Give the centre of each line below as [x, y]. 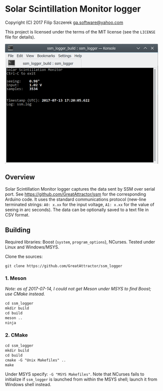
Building [18, 230]
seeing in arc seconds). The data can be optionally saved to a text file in [77, 210]
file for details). [20, 37]
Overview [20, 177]
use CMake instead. [25, 294]
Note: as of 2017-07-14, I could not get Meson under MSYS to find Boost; [78, 288]
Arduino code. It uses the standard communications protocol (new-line [76, 199]
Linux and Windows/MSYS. [32, 247]
